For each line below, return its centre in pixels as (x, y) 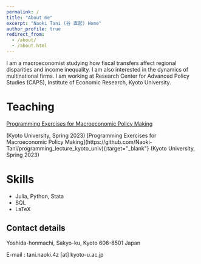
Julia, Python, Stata (39, 196)
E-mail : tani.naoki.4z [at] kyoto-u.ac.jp (55, 254)
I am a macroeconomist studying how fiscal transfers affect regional (91, 63)
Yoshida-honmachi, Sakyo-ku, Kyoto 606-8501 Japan (73, 243)
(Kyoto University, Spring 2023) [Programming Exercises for (81, 135)
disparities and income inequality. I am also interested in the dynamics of (97, 69)
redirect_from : (26, 35)
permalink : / (23, 12)
